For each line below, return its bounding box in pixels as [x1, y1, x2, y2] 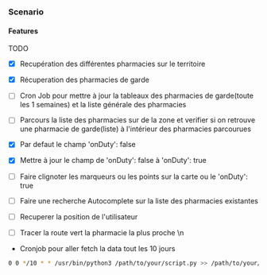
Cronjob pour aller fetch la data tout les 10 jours [19, 243, 176, 253]
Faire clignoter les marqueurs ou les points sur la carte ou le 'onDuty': [19, 172, 248, 181]
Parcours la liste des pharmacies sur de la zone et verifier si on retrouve [19, 115, 256, 125]
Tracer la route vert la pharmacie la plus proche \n [19, 227, 184, 237]
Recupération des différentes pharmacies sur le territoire [19, 59, 206, 69]
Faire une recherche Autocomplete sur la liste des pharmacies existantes [19, 196, 258, 205]
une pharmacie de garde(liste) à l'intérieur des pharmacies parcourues [19, 124, 252, 134]
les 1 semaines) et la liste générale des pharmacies [19, 100, 187, 110]
